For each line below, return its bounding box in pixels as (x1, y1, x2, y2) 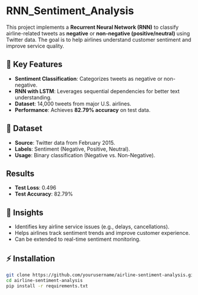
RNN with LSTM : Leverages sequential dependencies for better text (14, 87, 180, 95)
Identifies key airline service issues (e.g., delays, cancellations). (14, 223, 170, 230)
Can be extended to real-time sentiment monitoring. (14, 236, 141, 243)
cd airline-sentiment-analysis (6, 277, 83, 283)
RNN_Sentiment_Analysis (6, 4, 134, 18)
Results (6, 168, 35, 178)
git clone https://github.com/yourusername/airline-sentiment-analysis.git (6, 272, 196, 278)
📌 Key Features (6, 59, 63, 69)
